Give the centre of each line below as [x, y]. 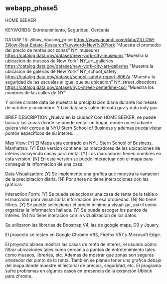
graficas [14, 184]
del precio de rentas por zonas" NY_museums [52, 50]
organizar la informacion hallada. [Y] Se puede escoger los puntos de [77, 210]
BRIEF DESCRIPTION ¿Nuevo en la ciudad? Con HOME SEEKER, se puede [81, 117]
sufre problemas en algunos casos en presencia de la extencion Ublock [79, 271]
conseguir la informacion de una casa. [44, 164]
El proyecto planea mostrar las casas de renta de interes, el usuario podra [81, 244]
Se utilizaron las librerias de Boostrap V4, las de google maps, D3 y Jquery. [83, 225]
